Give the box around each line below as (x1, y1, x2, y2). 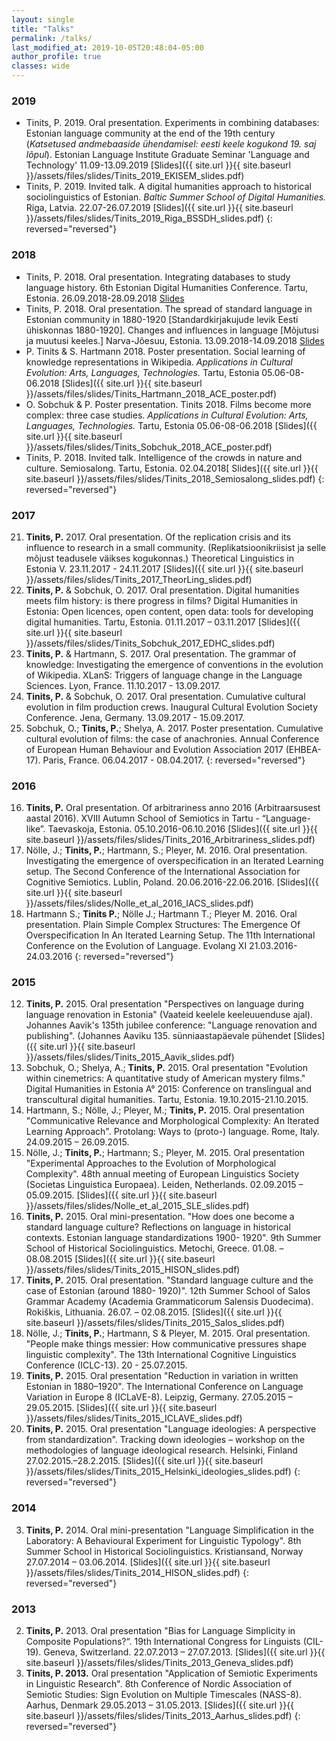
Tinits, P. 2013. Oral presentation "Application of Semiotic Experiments (25, 1667, 318, 1680)
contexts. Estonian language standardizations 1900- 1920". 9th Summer (25, 1232, 322, 1244)
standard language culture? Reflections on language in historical (25, 1221, 291, 1233)
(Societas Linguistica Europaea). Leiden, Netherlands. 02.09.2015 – (25, 1179, 304, 1191)
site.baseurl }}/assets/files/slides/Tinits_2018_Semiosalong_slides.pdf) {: (25, 472, 325, 485)
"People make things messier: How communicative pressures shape (25, 1338, 307, 1350)
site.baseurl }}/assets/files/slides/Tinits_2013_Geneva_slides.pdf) (25, 1657, 294, 1669)
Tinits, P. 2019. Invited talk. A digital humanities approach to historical (25, 181, 312, 193)
